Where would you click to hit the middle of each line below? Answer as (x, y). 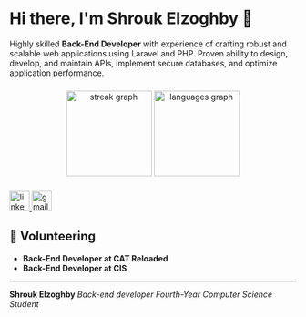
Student (24, 303)
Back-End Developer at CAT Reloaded (95, 258)
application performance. (57, 73)
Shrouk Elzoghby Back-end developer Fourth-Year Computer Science (141, 294)
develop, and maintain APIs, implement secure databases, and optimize (143, 63)
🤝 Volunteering (53, 236)
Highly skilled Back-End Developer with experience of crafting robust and (148, 44)
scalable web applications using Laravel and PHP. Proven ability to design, (149, 53)
